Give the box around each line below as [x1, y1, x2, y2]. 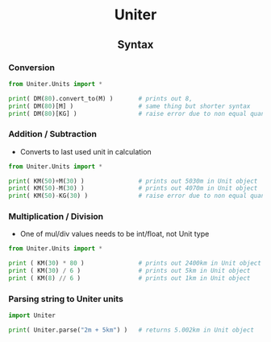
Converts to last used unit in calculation [19, 146, 152, 156]
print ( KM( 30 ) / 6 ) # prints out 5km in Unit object [8, 267, 251, 275]
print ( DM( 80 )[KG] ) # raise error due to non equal [8, 109, 248, 117]
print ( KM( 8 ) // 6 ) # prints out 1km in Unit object [8, 274, 251, 282]
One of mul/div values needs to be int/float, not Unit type [19, 229, 210, 239]
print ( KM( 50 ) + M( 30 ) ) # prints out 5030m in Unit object [8, 177, 258, 185]
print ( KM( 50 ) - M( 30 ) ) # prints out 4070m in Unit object [8, 184, 258, 192]
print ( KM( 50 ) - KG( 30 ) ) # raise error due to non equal [8, 192, 248, 200]
